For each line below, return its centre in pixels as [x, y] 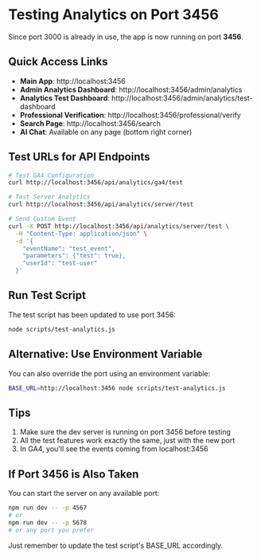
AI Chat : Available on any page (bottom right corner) [106, 132]
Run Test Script [47, 295]
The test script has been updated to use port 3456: [92, 314]
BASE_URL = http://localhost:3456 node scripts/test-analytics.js [117, 388]
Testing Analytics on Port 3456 [113, 15]
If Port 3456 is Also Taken [74, 474]
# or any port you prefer [51, 530]
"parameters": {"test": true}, [74, 256]
